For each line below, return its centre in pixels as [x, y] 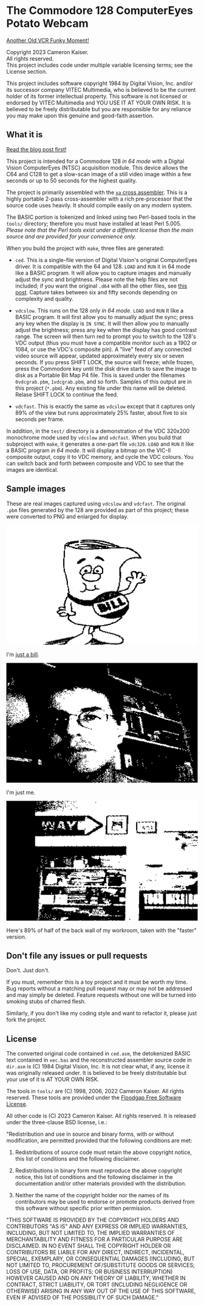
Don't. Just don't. [28, 970]
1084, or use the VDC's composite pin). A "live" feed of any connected [103, 349]
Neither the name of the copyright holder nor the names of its [92, 1195]
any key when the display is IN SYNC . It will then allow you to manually [102, 323]
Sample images [36, 489]
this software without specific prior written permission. [83, 1208]
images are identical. [32, 469]
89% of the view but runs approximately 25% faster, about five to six [101, 413]
